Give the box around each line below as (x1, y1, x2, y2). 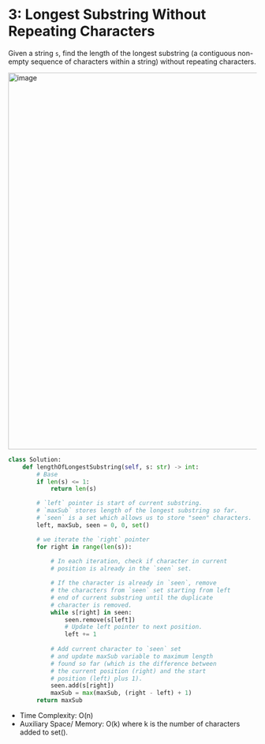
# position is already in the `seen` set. (50, 565, 192, 573)
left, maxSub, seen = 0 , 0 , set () (36, 521, 150, 529)
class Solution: (8, 455, 62, 463)
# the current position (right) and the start (50, 667, 207, 675)
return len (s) (50, 485, 97, 493)
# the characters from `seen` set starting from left (50, 586, 231, 595)
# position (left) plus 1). (50, 675, 144, 682)
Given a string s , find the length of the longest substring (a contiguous (8, 48, 237, 58)
